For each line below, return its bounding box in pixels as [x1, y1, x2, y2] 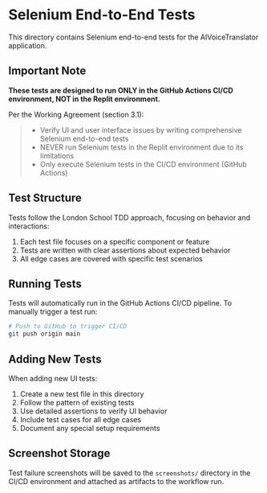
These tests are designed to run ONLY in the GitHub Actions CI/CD [8, 85, 234, 95]
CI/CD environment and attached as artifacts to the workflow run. [8, 476, 225, 486]
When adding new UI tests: [8, 373, 98, 383]
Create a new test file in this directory [19, 388, 144, 399]
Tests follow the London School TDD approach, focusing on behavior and [8, 212, 251, 222]
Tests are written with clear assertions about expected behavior [19, 245, 231, 255]
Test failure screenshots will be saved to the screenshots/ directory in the [8, 468, 251, 478]
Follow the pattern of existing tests [19, 397, 135, 407]
